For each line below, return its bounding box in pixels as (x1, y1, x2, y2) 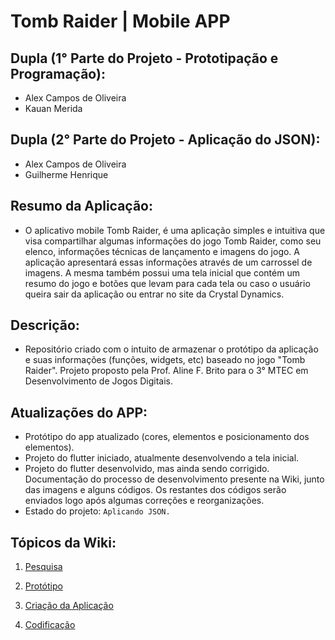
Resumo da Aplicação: (10, 198, 153, 215)
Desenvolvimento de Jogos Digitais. (24, 375, 174, 387)
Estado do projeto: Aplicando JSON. (24, 505, 171, 517)
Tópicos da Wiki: (10, 534, 117, 551)
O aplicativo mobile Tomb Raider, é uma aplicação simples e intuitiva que (24, 224, 326, 236)
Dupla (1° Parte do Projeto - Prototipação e (10, 50, 279, 67)
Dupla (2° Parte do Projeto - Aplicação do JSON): (10, 131, 321, 149)
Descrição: (10, 317, 80, 334)
